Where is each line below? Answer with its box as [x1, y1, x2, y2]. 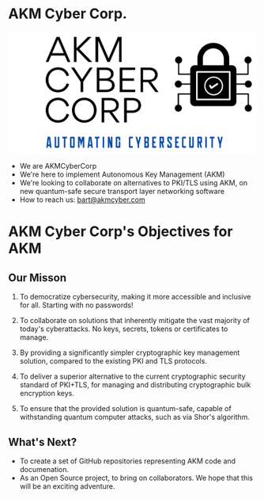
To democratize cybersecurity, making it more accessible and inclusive [19, 292, 251, 302]
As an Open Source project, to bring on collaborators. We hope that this [19, 473, 253, 483]
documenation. [19, 465, 70, 474]
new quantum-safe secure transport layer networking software [19, 187, 225, 196]
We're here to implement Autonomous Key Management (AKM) [19, 170, 225, 179]
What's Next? [8, 435, 77, 448]
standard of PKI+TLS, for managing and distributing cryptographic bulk [19, 380, 251, 390]
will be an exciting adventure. [19, 482, 116, 491]
